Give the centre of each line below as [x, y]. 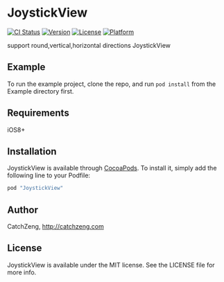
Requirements [38, 113]
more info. [22, 272]
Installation [32, 151]
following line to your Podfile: [49, 175]
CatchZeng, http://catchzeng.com [55, 227]
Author [23, 210]
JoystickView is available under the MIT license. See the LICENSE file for [111, 265]
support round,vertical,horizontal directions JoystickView [89, 45]
